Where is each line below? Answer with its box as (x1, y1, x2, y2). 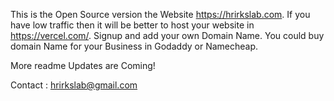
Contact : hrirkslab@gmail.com (10, 79, 138, 91)
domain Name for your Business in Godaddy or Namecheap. (10, 40, 259, 52)
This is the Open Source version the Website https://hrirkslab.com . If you (10, 9, 311, 20)
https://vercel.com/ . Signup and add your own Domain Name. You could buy (10, 30, 325, 41)
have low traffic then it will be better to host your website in (10, 19, 255, 31)
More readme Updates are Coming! (10, 60, 156, 71)
